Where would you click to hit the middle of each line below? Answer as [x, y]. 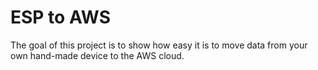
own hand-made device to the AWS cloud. [97, 55]
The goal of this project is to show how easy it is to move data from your [159, 45]
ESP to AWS [61, 17]
